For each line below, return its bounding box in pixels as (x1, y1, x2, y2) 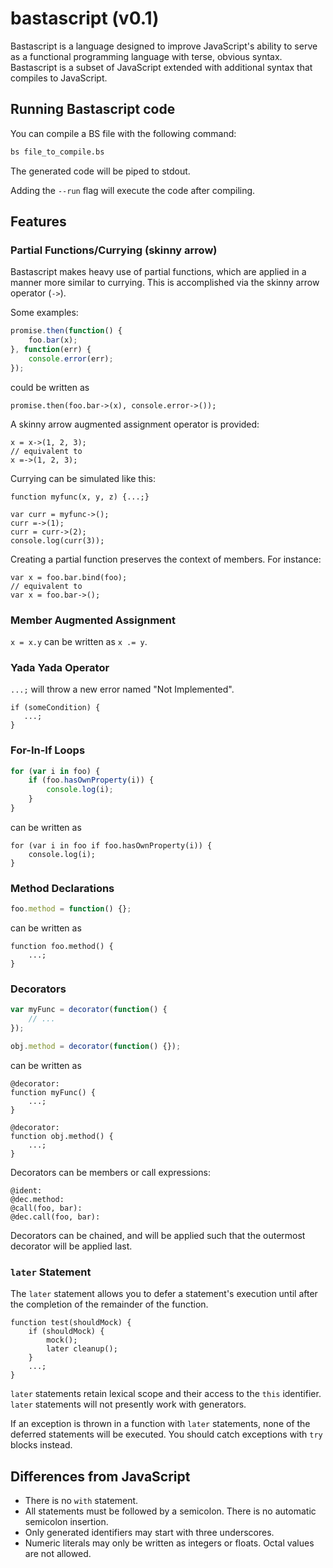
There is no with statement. (24, 1495, 139, 1507)
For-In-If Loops (10, 743, 86, 757)
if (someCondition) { (10, 703, 101, 713)
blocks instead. (10, 1439, 73, 1451)
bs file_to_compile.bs (10, 147, 105, 157)
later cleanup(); (46, 1344, 118, 1354)
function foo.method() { (10, 942, 114, 952)
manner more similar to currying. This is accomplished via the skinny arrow (10, 277, 320, 289)
